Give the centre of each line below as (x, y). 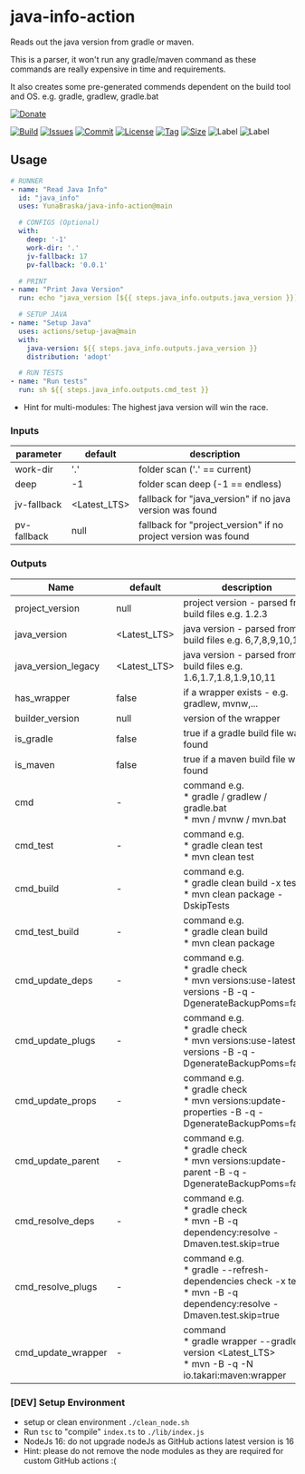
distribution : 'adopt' (69, 357)
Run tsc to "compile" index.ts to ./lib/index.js (114, 1431)
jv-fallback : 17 (57, 256)
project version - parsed (235, 603)
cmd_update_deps (54, 980)
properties (205, 1112)
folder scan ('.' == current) (195, 469)
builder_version (47, 718)
